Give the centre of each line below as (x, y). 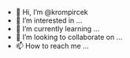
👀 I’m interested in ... (49, 20)
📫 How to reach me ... (52, 46)
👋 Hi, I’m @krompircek (52, 12)
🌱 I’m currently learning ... (58, 29)
